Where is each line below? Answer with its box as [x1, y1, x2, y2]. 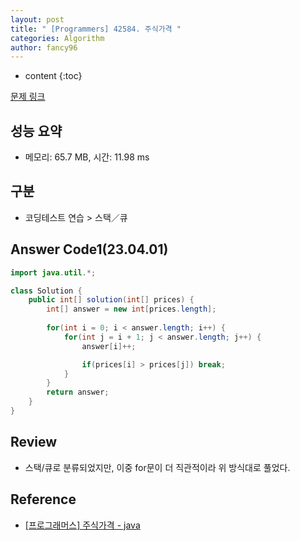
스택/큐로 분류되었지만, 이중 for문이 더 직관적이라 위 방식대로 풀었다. [24, 461, 291, 473]
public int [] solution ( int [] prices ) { [28, 295, 195, 305]
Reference [10, 491, 77, 508]
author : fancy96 [10, 42, 78, 53]
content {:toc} [24, 70, 83, 82]
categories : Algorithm [10, 33, 105, 43]
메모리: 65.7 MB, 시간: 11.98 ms [24, 151, 150, 163]
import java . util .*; [10, 267, 97, 278]
